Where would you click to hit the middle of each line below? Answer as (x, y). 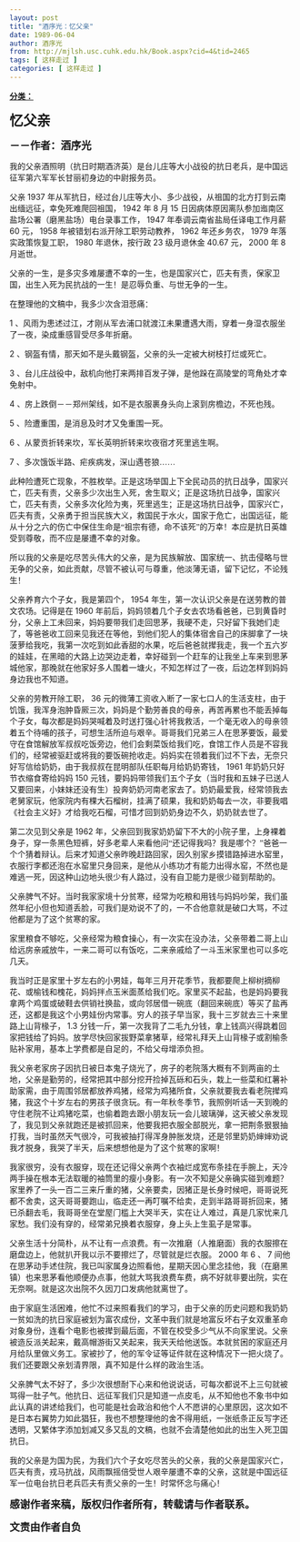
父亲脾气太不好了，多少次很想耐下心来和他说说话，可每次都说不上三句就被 (149, 1384)
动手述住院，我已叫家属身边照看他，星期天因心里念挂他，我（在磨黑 (160, 1266)
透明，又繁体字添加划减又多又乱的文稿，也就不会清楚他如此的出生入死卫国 (149, 1430)
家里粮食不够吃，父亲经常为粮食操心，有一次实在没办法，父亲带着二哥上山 (149, 938)
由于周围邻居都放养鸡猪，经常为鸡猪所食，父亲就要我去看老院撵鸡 (164, 1091)
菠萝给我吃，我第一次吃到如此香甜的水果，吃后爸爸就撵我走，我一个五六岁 (149, 645)
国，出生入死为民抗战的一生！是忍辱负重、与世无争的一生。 (121, 284)
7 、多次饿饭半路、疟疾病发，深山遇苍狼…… (92, 461)
